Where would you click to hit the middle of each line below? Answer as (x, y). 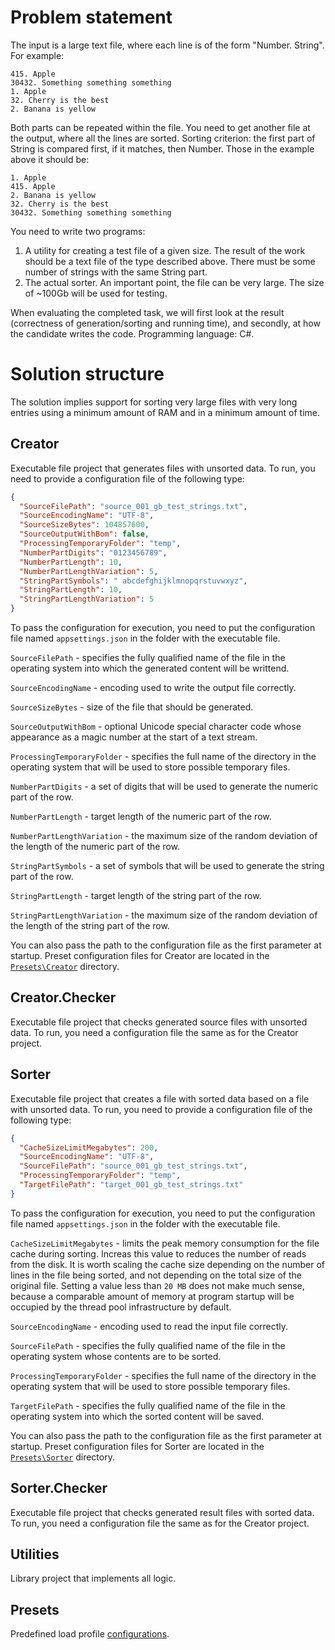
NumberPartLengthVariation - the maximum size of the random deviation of (164, 836)
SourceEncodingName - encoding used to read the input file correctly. (149, 1326)
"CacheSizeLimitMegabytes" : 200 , (89, 1147)
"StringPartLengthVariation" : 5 (87, 599)
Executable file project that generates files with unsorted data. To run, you (163, 468)
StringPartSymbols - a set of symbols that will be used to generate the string (167, 866)
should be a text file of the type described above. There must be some (170, 261)
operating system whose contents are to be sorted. (116, 1356)
